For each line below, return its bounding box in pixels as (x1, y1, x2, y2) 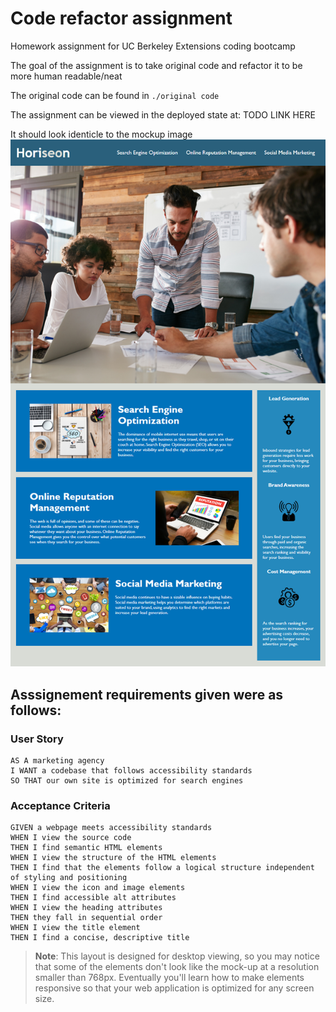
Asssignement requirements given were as (10, 686, 284, 703)
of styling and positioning (10, 873, 128, 883)
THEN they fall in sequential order (10, 913, 163, 923)
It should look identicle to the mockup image (10, 128, 193, 140)
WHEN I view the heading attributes (10, 903, 163, 913)
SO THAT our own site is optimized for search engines (10, 775, 244, 786)
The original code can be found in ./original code (10, 89, 220, 101)
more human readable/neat (10, 70, 123, 82)
